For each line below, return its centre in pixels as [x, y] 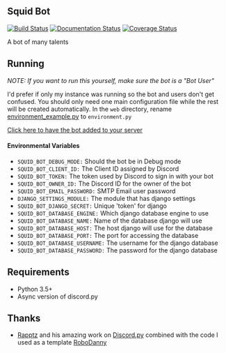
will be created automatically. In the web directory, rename [90, 109]
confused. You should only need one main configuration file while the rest [113, 101]
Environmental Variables [43, 146]
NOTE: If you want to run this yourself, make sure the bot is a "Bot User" [111, 80]
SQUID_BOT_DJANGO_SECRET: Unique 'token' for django [92, 206]
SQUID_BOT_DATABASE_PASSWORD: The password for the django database [117, 250]
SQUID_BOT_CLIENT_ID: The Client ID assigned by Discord [98, 168]
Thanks [24, 318]
